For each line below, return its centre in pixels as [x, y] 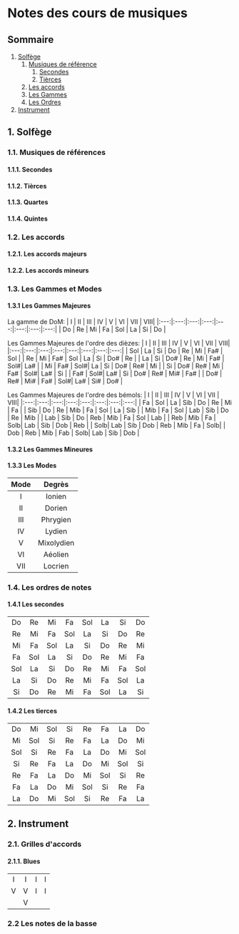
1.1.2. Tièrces [27, 186]
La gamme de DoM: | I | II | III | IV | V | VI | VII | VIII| [81, 321]
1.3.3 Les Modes [32, 466]
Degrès [56, 484]
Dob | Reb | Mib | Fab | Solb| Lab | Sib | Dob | [73, 433]
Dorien [56, 508]
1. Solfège [30, 132]
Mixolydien [56, 543]
